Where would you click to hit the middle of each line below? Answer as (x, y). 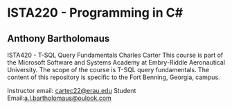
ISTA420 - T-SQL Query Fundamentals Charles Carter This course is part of (115, 55)
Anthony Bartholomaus (59, 39)
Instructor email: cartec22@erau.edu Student (72, 91)
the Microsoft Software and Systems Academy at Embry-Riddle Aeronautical (116, 62)
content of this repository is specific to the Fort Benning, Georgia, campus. (114, 77)
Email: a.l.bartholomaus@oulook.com (60, 98)
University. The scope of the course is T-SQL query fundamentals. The (108, 70)
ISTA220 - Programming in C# (95, 13)
